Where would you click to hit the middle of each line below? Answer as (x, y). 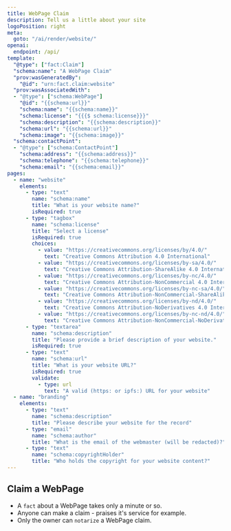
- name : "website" (40, 180)
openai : (18, 45)
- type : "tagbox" (50, 218)
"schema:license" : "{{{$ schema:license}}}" (84, 116)
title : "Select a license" (70, 231)
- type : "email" (48, 429)
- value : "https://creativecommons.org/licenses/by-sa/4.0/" (127, 263)
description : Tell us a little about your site (77, 20)
